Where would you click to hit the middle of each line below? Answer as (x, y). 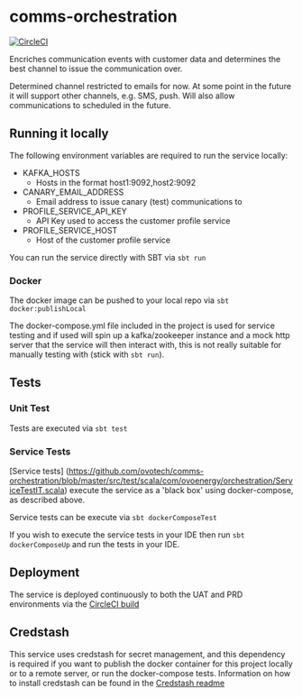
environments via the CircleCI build (74, 604)
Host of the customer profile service (103, 240)
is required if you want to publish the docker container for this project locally (151, 664)
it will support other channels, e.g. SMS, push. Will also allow (122, 96)
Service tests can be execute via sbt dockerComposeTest (114, 518)
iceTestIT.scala (37, 491)
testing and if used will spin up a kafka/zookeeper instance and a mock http (150, 335)
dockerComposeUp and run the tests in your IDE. (95, 545)
